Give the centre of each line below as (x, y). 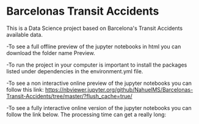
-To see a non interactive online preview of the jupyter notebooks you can (99, 83)
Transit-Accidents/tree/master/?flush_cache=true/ (69, 96)
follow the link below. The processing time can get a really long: (86, 114)
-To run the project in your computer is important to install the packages (97, 65)
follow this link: (25, 89)
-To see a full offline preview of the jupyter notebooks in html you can (94, 46)
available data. (24, 34)
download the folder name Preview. (51, 53)
